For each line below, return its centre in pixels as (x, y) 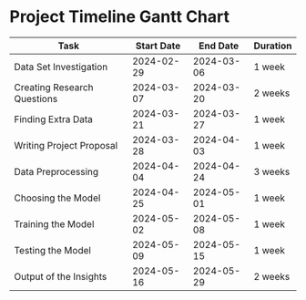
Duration (273, 46)
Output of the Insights (61, 276)
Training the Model (54, 223)
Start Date (158, 46)
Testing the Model (52, 250)
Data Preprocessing (56, 171)
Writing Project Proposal (66, 145)
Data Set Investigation (61, 67)
